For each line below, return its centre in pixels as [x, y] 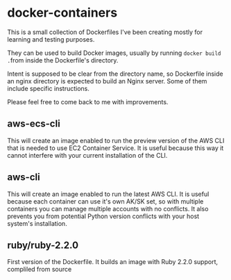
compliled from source [40, 270]
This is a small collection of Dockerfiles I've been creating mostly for [105, 32]
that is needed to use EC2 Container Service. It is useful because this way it [115, 148]
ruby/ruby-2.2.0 [43, 245]
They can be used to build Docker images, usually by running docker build [114, 53]
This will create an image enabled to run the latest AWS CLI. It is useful [108, 194]
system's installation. [37, 223]
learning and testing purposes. [51, 39]
